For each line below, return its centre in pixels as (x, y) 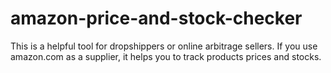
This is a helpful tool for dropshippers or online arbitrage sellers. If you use (164, 46)
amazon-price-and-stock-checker (156, 18)
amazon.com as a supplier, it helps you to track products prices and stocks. (166, 56)
